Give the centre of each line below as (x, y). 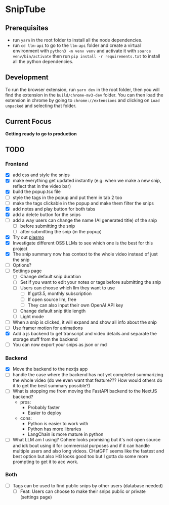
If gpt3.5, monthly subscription (60, 293)
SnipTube (26, 9)
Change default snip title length (53, 311)
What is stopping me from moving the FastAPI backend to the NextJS (85, 391)
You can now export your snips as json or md (60, 344)
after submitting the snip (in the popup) (61, 231)
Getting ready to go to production (41, 134)
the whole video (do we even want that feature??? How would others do (88, 380)
